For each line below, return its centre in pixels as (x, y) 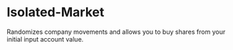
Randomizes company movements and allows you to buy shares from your (116, 32)
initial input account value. (45, 39)
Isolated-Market (56, 12)
